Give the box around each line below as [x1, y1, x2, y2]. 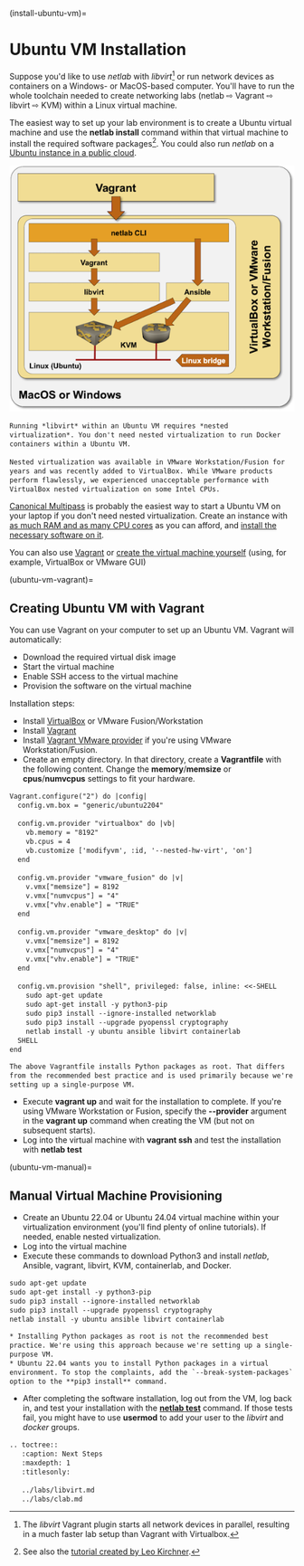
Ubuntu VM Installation [9, 40, 187, 60]
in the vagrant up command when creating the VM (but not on [22, 1115, 255, 1126]
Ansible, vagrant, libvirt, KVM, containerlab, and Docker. [22, 1259, 233, 1270]
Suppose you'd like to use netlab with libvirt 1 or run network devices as [9, 69, 274, 81]
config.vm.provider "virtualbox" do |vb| [17, 819, 176, 829]
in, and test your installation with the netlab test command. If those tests [22, 1402, 294, 1413]
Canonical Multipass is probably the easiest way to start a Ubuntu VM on [9, 501, 281, 512]
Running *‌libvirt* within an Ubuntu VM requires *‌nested [9, 422, 229, 431]
